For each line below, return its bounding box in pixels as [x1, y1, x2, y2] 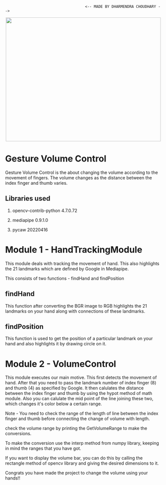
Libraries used [5, 194, 51, 203]
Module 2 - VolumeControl [5, 358, 116, 370]
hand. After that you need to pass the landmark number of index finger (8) [5, 380, 157, 386]
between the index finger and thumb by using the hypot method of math [5, 390, 153, 396]
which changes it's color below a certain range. [5, 401, 103, 407]
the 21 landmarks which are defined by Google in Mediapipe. [5, 266, 129, 271]
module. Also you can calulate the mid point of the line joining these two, [5, 396, 154, 402]
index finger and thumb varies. [5, 180, 68, 186]
